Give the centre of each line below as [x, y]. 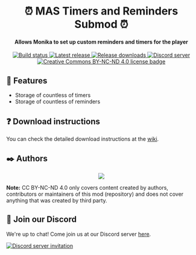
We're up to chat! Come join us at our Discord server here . [79, 234]
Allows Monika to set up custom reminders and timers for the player [101, 42]
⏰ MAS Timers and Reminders [101, 11]
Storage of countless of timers [53, 95]
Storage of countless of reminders [58, 102]
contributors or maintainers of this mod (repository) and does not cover [95, 194]
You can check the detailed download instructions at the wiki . [83, 139]
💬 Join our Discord [42, 220]
